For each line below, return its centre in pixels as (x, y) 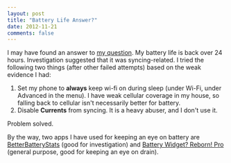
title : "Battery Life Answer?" (52, 20)
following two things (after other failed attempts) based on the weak (104, 67)
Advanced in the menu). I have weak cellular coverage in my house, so (118, 96)
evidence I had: (29, 75)
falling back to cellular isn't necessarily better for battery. (99, 103)
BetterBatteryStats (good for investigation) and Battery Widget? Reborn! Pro (115, 145)
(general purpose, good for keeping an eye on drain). (83, 152)
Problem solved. (31, 124)
